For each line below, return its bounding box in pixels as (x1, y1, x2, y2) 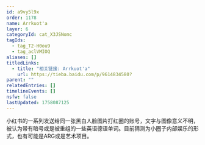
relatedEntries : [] (6, 83, 56, 89)
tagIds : (6, 37, 26, 43)
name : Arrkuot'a (6, 20, 48, 26)
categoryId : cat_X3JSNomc (6, 32, 72, 38)
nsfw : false (6, 94, 37, 100)
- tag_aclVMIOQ (12, 49, 51, 55)
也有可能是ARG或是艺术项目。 (16, 132, 93, 140)
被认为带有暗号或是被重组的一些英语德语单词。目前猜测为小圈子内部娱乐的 (6, 124, 193, 132)
